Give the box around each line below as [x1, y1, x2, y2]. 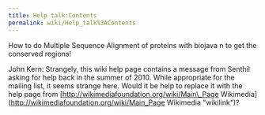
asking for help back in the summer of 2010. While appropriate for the [8, 72, 235, 82]
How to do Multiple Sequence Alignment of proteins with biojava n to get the [8, 40, 257, 50]
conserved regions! [8, 49, 72, 58]
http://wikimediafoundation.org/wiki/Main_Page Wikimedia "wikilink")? [10, 98, 240, 107]
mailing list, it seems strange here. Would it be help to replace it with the [8, 80, 243, 91]
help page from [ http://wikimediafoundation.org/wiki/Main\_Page [8, 89, 219, 98]
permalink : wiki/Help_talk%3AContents [8, 19, 136, 27]
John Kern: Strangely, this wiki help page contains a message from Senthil [8, 64, 251, 73]
